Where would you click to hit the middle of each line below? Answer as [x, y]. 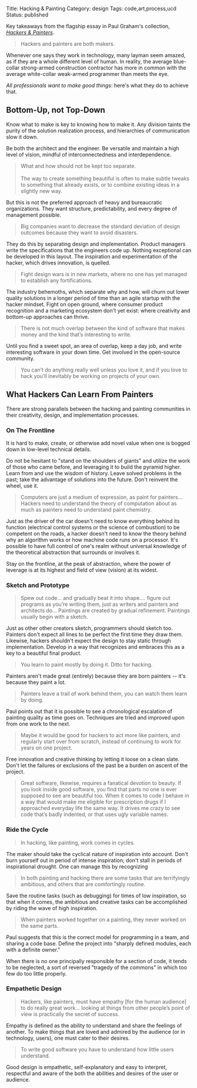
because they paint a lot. [36, 682]
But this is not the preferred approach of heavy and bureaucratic [84, 202]
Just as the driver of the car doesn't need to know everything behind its [93, 521]
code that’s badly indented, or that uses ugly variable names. [94, 814]
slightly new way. [41, 191]
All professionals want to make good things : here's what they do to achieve [97, 85]
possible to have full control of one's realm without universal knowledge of [96, 546]
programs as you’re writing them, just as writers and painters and [99, 604]
